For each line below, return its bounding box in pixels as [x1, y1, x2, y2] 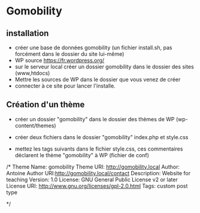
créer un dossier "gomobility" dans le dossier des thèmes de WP [14, 115, 175, 122]
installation [6, 28, 49, 38]
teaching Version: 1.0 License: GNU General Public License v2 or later [6, 176, 178, 183]
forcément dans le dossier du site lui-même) [14, 50, 125, 58]
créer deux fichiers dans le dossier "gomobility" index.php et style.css [14, 133, 189, 140]
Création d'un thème [6, 100, 85, 110]
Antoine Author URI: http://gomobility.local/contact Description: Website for [6, 169, 190, 176]
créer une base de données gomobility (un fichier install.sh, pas [14, 44, 172, 51]
